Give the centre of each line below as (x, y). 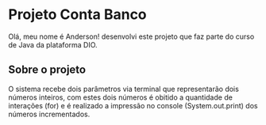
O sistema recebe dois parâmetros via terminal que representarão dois (124, 89)
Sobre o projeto (47, 70)
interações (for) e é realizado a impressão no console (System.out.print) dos (133, 105)
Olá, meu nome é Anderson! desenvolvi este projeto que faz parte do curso (131, 36)
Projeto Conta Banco (77, 15)
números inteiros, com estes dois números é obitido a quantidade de (120, 97)
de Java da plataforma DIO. (53, 44)
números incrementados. (49, 114)
